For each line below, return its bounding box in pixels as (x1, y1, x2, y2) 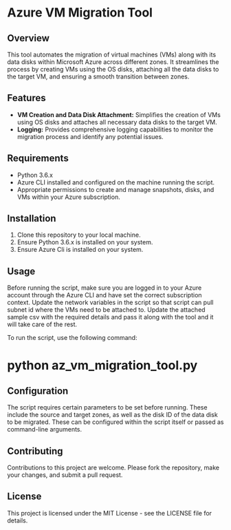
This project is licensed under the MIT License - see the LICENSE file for (7, 509, 212, 517)
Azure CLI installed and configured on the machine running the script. (16, 178, 215, 187)
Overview (7, 32, 50, 44)
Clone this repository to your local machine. (16, 231, 141, 239)
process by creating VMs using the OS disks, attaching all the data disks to (7, 65, 219, 73)
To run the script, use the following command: (7, 334, 137, 342)
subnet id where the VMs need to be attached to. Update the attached (7, 306, 206, 314)
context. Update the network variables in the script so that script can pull (7, 298, 214, 307)
